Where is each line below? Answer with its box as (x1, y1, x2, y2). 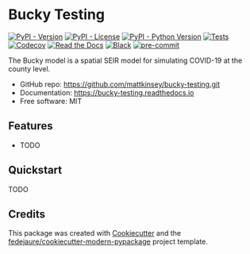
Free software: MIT (19, 96, 83, 106)
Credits (8, 207, 46, 221)
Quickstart (8, 164, 63, 177)
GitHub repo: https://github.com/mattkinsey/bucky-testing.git (19, 79, 221, 89)
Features (8, 119, 53, 133)
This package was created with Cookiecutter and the (8, 229, 182, 238)
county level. (8, 63, 51, 73)
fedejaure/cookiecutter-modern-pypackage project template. (8, 237, 209, 247)
